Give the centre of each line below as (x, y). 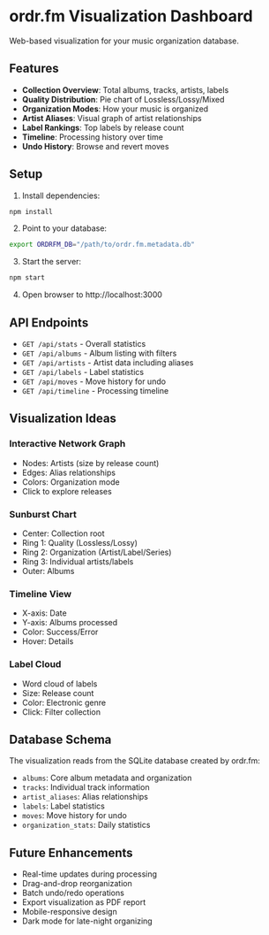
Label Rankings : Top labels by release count (103, 127)
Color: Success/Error (60, 632)
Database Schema (60, 739)
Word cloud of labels (60, 684)
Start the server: (52, 262)
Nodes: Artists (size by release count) (90, 463)
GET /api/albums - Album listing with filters (99, 353)
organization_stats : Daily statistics (86, 825)
